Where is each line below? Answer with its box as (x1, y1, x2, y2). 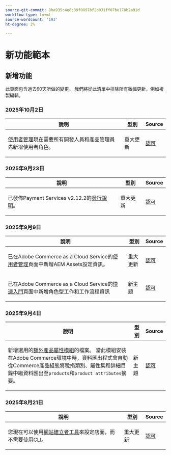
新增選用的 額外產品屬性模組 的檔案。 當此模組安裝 (8, 347, 127, 354)
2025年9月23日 (5, 165, 45, 172)
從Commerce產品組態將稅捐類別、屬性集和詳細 (8, 362, 121, 369)
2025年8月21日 (5, 399, 43, 406)
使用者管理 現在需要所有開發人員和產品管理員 (8, 136, 116, 143)
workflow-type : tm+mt (5, 12, 51, 17)
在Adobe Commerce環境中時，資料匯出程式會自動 (8, 355, 128, 362)
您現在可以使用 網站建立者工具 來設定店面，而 (8, 429, 116, 436)
